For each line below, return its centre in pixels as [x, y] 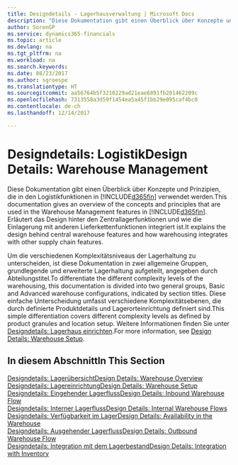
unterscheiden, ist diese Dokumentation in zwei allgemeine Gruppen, [108, 263]
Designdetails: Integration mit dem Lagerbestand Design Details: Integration [117, 446]
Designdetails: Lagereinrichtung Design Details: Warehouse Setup [103, 385]
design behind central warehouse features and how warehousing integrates [118, 234]
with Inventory [28, 453]
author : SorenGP [31, 27]
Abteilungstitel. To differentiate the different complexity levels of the [106, 278]
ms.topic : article [34, 40]
